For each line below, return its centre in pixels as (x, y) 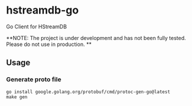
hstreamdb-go (43, 10)
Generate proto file (34, 79)
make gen (17, 97)
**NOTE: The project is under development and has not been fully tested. (96, 38)
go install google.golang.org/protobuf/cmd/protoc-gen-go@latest (88, 92)
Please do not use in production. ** (49, 44)
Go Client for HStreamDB (36, 26)
